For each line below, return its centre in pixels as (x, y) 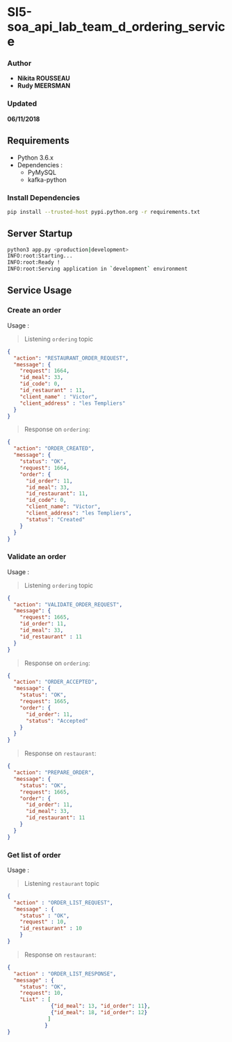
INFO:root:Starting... (40, 256)
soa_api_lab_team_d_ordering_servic (116, 27)
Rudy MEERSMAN (44, 86)
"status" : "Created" (55, 519)
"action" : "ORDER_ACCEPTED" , (56, 682)
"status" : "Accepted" (57, 721)
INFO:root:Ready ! (34, 262)
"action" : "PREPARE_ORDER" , (54, 773)
